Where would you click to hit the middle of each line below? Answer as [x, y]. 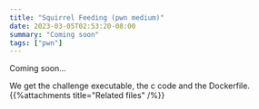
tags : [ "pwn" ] [36, 43]
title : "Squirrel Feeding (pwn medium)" [87, 18]
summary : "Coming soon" [55, 34]
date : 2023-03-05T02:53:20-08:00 [73, 26]
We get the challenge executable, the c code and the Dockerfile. [129, 86]
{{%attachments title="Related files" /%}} [87, 95]
